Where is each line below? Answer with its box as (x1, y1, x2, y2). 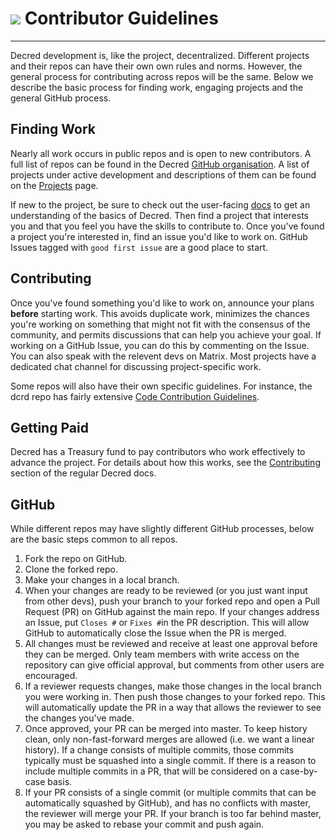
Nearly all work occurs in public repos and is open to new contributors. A (10, 147, 312, 159)
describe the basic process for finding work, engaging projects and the (10, 81, 304, 93)
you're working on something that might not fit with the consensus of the (10, 318, 311, 330)
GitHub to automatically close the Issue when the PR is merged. (24, 627, 287, 639)
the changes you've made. (24, 712, 135, 724)
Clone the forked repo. (24, 563, 119, 576)
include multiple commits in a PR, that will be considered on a (24, 765, 278, 777)
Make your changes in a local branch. (24, 574, 180, 586)
